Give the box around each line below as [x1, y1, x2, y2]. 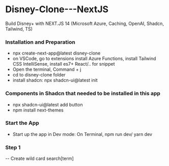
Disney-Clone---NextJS [5, 4, 108, 15]
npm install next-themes [12, 107, 64, 113]
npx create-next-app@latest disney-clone [12, 50, 101, 57]
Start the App [5, 120, 39, 127]
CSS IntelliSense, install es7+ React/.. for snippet [12, 61, 115, 67]
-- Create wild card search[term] [5, 155, 74, 161]
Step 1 [5, 144, 21, 151]
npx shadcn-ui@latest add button [12, 101, 83, 107]
